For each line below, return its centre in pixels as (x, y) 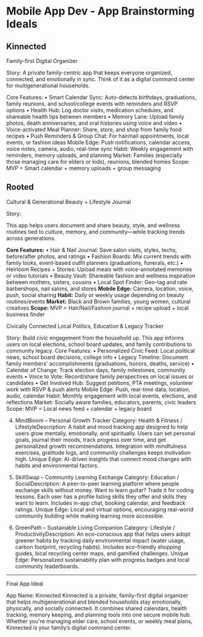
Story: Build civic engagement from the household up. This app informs (95, 338)
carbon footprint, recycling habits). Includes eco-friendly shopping (98, 547)
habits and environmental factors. (57, 465)
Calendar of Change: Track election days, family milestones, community (96, 370)
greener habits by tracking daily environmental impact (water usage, (100, 540)
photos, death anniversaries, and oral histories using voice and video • (94, 123)
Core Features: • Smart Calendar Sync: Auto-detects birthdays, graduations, (101, 97)
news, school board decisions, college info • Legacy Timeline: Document (97, 357)
